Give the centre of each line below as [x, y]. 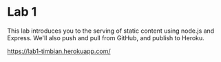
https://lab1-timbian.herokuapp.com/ [59, 51]
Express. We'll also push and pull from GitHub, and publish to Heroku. [106, 37]
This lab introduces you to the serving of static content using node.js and [111, 31]
